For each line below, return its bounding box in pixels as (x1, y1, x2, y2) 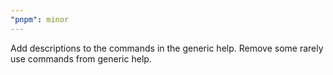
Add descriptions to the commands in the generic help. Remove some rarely (10, 42, 324, 54)
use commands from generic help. (10, 52, 152, 65)
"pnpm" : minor (10, 14, 70, 25)
